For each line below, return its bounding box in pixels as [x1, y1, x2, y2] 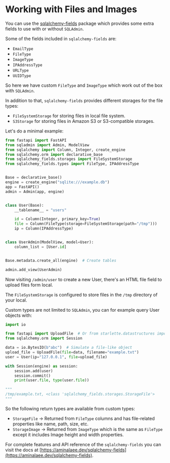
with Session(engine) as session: [5, 363, 78, 369]
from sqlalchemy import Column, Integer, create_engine [5, 147, 125, 152]
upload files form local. [5, 282, 53, 288]
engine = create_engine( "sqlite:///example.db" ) [5, 180, 110, 185]
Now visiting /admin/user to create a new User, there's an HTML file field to [5, 276, 162, 282]
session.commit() [14, 373, 51, 378]
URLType [12, 68, 29, 73]
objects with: [5, 312, 32, 318]
